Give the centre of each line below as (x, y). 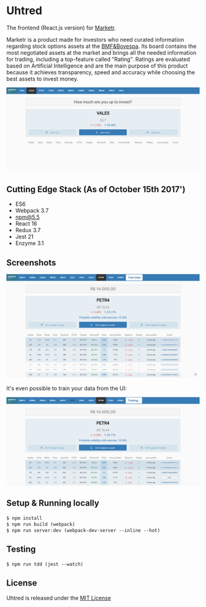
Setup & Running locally (53, 503)
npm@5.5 (27, 217)
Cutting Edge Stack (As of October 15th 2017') (96, 189)
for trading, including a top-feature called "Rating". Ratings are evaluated (98, 59)
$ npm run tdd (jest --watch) (45, 564)
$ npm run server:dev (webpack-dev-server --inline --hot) (83, 530)
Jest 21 (24, 237)
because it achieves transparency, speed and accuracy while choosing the (101, 72)
